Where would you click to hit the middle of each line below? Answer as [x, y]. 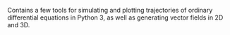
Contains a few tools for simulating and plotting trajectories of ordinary [110, 10]
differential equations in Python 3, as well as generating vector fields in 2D [115, 17]
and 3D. [19, 25]
